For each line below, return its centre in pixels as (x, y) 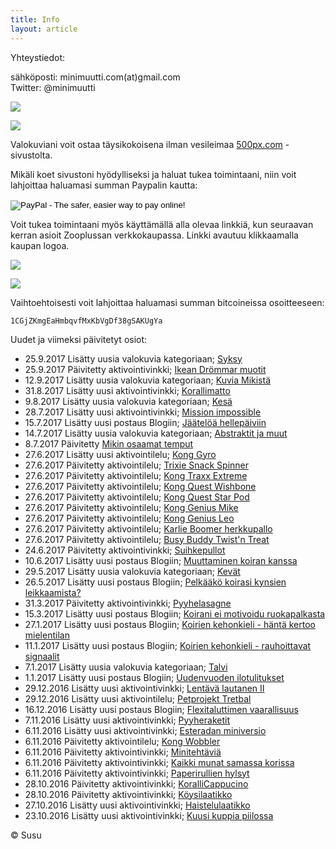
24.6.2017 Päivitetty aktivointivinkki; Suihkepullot (125, 550)
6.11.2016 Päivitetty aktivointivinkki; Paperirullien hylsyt (137, 773)
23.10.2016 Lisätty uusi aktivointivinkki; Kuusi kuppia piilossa (149, 815)
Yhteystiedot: (38, 57)
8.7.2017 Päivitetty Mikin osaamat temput (109, 443)
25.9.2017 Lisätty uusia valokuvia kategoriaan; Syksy (133, 358)
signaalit (42, 656)
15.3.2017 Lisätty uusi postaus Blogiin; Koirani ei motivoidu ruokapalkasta (175, 613)
